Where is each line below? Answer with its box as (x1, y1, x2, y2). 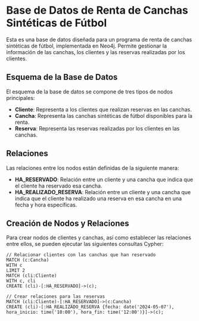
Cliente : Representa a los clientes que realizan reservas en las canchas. (14, 105, 192, 113)
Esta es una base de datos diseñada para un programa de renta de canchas (6, 36, 192, 43)
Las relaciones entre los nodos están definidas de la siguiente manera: (6, 164, 179, 172)
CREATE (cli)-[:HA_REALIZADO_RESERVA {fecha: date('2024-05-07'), (6, 304, 175, 310)
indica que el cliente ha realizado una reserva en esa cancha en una (14, 195, 182, 202)
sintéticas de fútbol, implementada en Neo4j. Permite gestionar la (6, 42, 167, 49)
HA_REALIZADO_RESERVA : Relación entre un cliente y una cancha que (14, 188, 191, 195)
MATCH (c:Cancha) (6, 257, 49, 263)
